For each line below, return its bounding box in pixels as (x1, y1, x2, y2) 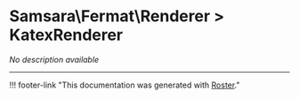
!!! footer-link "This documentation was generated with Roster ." (9, 80, 240, 90)
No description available (9, 54, 100, 65)
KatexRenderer (9, 25, 124, 45)
